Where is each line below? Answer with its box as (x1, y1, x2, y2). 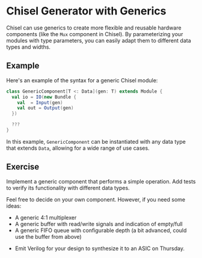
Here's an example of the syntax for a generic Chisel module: (6, 76, 158, 84)
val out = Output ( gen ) (17, 105, 74, 111)
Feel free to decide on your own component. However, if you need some (6, 195, 185, 203)
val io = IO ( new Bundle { (11, 94, 77, 100)
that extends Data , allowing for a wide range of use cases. (6, 144, 150, 152)
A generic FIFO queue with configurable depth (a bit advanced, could (14, 227, 187, 234)
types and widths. (6, 43, 51, 51)
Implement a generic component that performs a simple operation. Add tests (6, 177, 196, 185)
